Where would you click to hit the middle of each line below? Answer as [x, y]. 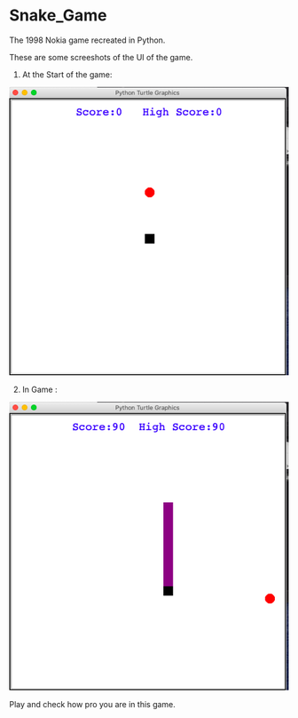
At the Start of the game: [67, 74]
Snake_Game [59, 16]
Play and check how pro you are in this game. [92, 704]
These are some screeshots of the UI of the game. [101, 57]
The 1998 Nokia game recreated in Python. [87, 40]
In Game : [39, 389]
